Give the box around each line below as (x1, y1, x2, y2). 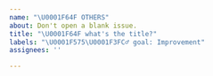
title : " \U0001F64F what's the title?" (9, 29, 158, 38)
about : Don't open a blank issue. (9, 21, 138, 30)
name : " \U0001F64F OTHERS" (9, 12, 110, 22)
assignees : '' (9, 46, 62, 55)
